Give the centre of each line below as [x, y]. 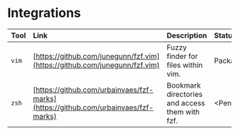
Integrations [44, 13]
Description [187, 35]
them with [184, 112]
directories [185, 94]
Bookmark [184, 85]
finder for [182, 56]
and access [186, 102]
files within [185, 65]
